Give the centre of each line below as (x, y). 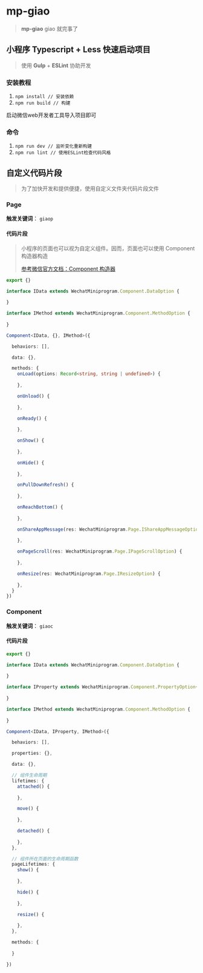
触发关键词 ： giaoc (30, 626)
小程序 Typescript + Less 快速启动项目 (79, 50)
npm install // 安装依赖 (44, 97)
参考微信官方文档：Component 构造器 (68, 268)
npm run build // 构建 (43, 103)
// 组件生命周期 (29, 775)
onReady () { (32, 418)
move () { (28, 809)
